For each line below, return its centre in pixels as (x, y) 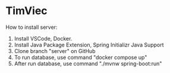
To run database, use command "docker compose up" (81, 57)
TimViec (27, 11)
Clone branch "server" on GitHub (55, 51)
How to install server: (32, 27)
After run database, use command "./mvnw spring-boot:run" (88, 64)
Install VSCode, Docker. (43, 38)
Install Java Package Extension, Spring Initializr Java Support (89, 45)
